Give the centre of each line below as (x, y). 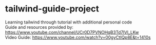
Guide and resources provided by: (39, 27)
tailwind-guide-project (52, 9)
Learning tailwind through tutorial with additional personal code (69, 22)
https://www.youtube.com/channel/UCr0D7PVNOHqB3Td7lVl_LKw (72, 32)
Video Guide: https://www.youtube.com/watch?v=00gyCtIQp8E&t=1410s (78, 37)
